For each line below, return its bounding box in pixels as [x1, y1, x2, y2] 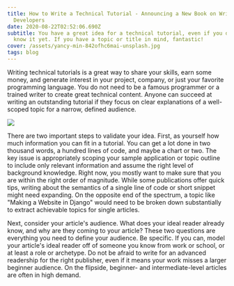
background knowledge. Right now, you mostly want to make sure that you [7, 168, 221, 177]
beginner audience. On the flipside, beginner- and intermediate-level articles [7, 263, 228, 271]
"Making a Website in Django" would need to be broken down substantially [7, 198, 221, 206]
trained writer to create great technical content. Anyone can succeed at [7, 90, 212, 98]
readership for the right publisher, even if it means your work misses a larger [7, 255, 227, 264]
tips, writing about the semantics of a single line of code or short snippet [7, 183, 216, 191]
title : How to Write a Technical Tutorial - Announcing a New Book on [7, 10, 217, 17]
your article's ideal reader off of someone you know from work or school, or [7, 241, 225, 249]
